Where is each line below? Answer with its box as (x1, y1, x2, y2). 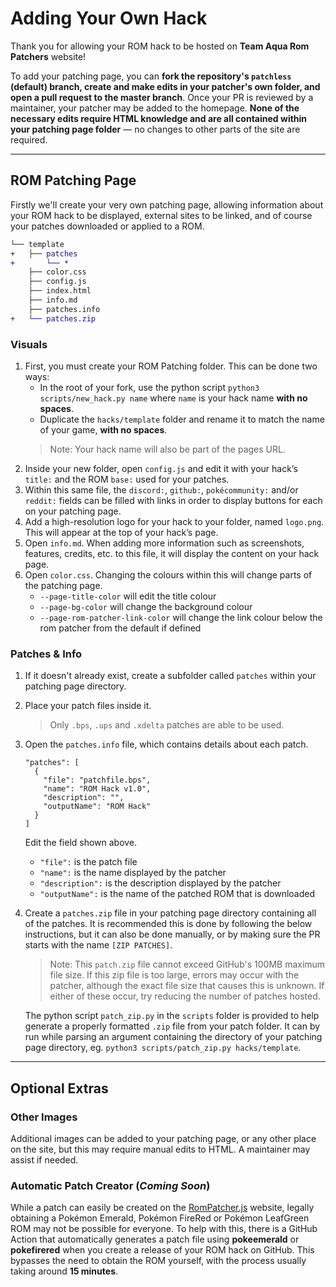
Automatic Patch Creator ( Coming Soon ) (10, 1178, 211, 1192)
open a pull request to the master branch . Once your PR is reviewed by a (10, 91, 314, 103)
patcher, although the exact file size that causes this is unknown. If (49, 980, 325, 992)
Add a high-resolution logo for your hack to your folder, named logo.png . (24, 515, 325, 527)
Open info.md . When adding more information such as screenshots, (24, 537, 305, 549)
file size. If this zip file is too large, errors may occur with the (49, 969, 300, 981)
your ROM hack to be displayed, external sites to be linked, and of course (10, 209, 313, 221)
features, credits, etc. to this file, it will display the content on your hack (24, 547, 320, 559)
